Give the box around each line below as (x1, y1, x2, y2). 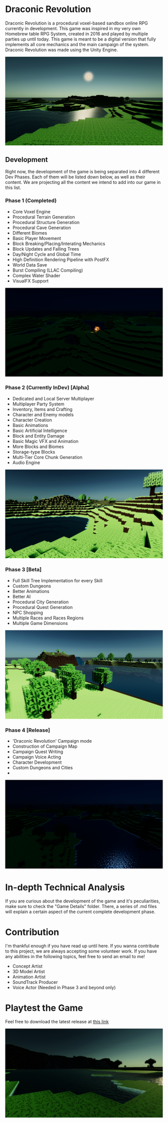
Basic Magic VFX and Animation (12, 438, 79, 444)
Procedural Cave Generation (12, 224, 71, 231)
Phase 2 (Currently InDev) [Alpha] (5, 384, 89, 391)
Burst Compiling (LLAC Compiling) (12, 267, 83, 273)
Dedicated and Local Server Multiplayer (12, 395, 94, 401)
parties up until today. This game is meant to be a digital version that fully (5, 36, 156, 42)
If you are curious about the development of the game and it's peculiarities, (5, 898, 160, 904)
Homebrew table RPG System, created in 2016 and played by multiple (5, 31, 148, 37)
